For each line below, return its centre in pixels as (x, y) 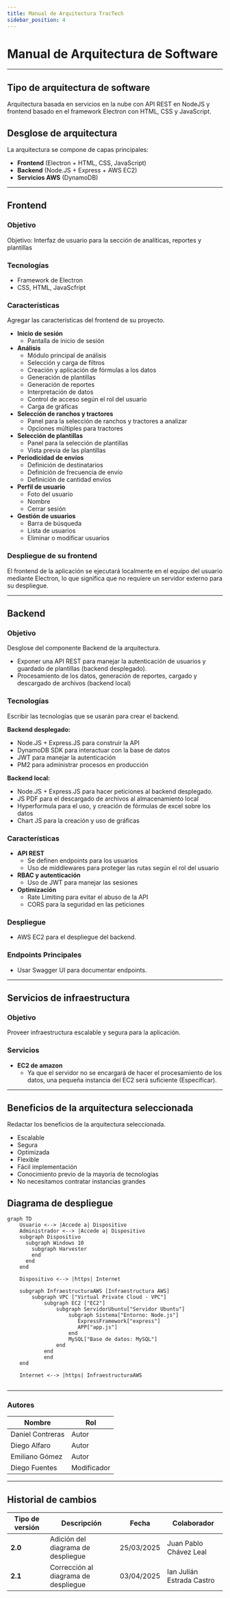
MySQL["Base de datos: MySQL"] (113, 1340)
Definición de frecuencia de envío (75, 472)
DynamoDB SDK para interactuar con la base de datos (93, 750)
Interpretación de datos (60, 392)
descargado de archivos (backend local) (74, 683)
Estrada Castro (191, 1580)
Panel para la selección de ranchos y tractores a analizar (107, 421)
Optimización (37, 889)
